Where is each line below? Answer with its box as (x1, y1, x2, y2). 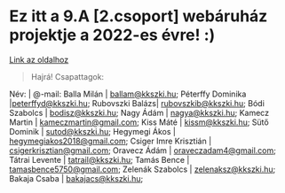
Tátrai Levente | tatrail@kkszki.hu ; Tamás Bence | (9, 154, 190, 165)
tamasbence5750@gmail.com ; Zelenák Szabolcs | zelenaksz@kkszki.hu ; (9, 164, 276, 174)
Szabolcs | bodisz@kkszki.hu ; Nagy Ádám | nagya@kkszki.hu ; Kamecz (9, 107, 269, 118)
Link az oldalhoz (9, 54, 69, 65)
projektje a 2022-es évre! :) (9, 25, 216, 45)
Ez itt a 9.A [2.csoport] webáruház (9, 6, 268, 27)
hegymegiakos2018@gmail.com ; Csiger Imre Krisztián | (9, 135, 212, 146)
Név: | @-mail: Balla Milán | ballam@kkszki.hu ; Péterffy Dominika (9, 89, 247, 99)
